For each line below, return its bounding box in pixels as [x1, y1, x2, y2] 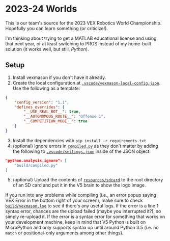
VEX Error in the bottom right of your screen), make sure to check [5, 197, 143, 204]
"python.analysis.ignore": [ [5, 158, 67, 163]
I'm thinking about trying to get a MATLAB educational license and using [5, 35, 157, 41]
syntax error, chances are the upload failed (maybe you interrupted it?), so [5, 208, 161, 215]
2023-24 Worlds [5, 3, 77, 15]
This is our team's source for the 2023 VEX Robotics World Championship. [5, 20, 162, 26]
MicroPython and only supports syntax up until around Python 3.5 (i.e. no [5, 225, 159, 231]
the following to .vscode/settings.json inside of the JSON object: [12, 148, 151, 154]
